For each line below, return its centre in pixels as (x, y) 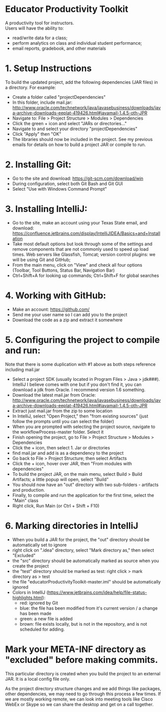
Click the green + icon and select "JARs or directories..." (70, 123)
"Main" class (25, 500)
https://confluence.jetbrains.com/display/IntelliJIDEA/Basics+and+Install (86, 233)
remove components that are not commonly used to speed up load (80, 249)
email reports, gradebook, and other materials (59, 48)
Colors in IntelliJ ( (30, 592)
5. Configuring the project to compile (83, 340)
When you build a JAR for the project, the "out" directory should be (81, 539)
